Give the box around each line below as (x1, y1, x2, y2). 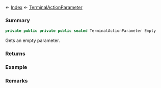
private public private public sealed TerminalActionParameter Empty (5, 28, 156, 33)
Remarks (5, 77, 28, 84)
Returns (5, 50, 25, 57)
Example (5, 64, 28, 71)
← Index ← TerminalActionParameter (5, 5, 83, 10)
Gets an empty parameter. (5, 37, 60, 43)
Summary (5, 17, 31, 24)
